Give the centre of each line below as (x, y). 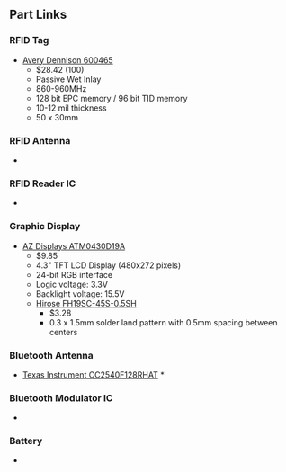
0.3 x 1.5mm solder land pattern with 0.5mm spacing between (163, 322)
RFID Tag (29, 40)
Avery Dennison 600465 (68, 60)
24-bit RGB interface (74, 274)
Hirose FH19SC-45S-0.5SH (86, 303)
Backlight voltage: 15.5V (80, 294)
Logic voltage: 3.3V (71, 284)
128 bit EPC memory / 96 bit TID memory (112, 98)
